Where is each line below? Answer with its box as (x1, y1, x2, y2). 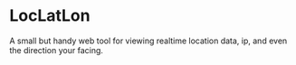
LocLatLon (9, 5, 91, 26)
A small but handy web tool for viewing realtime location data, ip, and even (9, 35, 288, 46)
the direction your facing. (9, 44, 104, 55)
